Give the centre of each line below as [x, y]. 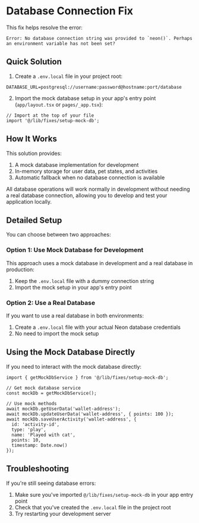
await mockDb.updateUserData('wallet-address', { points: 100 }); [90, 414]
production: [20, 269]
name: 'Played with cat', [44, 435]
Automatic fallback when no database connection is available [90, 178]
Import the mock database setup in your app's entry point [85, 98]
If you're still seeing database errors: [51, 483]
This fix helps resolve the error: [45, 27]
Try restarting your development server [63, 513]
